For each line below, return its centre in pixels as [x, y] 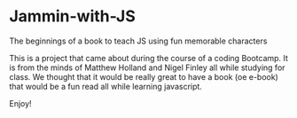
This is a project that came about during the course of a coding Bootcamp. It [148, 58]
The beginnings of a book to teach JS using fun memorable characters [138, 41]
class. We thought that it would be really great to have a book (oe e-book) [144, 76]
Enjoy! [21, 103]
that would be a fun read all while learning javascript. [106, 86]
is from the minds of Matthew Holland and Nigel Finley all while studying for [147, 67]
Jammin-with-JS [72, 16]
